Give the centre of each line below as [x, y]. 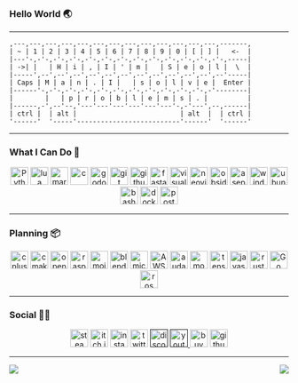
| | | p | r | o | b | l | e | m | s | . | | [130, 99]
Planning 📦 [35, 233]
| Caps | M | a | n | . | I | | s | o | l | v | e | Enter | [130, 83]
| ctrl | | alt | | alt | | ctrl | [130, 114]
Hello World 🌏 [41, 13]
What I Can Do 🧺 [45, 152]
